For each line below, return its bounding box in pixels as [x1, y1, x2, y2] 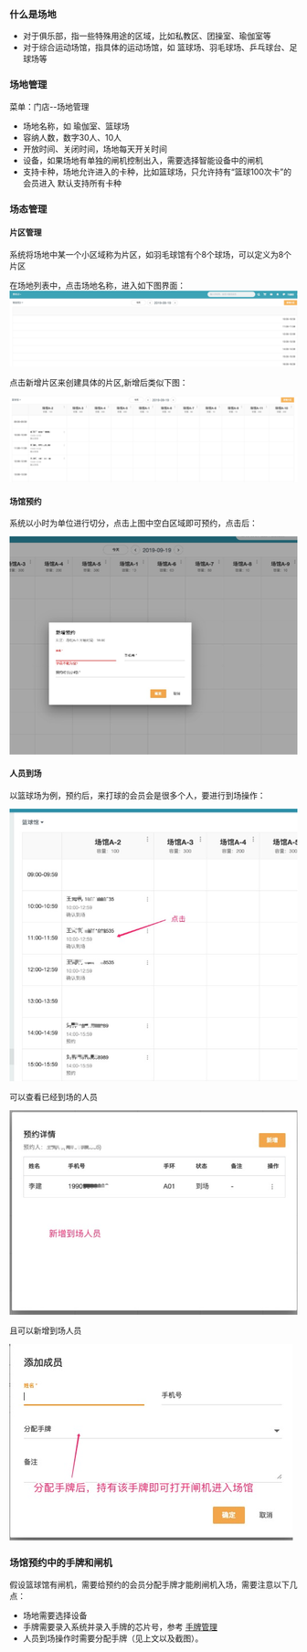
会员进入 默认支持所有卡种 [22, 177, 122, 188]
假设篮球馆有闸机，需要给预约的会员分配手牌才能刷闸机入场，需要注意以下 [9, 1579, 290, 1590]
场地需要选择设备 [22, 1610, 88, 1621]
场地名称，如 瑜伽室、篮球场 [22, 121, 130, 132]
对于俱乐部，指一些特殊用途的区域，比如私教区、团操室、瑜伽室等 [22, 30, 271, 42]
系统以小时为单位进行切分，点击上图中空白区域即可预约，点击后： [9, 518, 258, 529]
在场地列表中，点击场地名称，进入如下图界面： [9, 280, 185, 291]
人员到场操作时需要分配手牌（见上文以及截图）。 [22, 1633, 204, 1644]
